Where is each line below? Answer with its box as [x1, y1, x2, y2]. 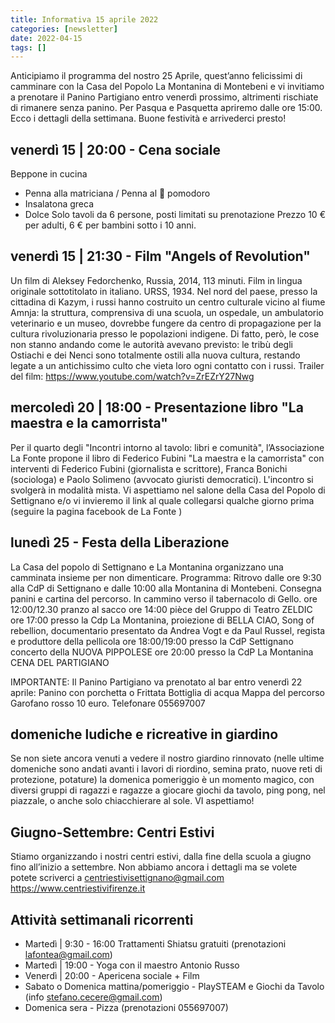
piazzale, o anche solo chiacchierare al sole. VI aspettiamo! [10, 795, 255, 807]
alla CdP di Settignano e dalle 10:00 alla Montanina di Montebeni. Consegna [10, 582, 322, 594]
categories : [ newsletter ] [10, 24, 118, 34]
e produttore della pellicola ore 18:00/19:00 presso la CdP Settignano [10, 635, 294, 647]
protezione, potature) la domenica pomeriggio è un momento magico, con [10, 774, 315, 786]
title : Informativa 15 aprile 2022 [10, 14, 159, 25]
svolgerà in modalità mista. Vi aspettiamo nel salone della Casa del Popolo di [10, 484, 326, 496]
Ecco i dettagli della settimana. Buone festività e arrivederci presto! [10, 112, 287, 125]
